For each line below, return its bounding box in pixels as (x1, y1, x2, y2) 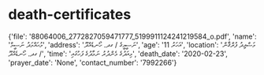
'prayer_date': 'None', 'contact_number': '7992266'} (8, 58, 177, 67)
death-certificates (8, 6, 132, 24)
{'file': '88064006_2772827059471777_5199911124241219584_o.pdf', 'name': (8, 32, 257, 41)
